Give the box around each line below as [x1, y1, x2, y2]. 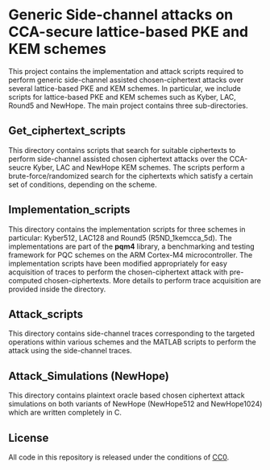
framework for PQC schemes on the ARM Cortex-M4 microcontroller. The [8, 249, 253, 259]
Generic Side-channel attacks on [8, 6, 234, 24]
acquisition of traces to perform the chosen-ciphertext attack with [8, 267, 228, 277]
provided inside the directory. [8, 284, 106, 294]
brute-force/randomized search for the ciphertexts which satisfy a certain [8, 171, 254, 180]
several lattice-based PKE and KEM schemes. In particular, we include [8, 83, 242, 93]
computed [8, 275, 43, 285]
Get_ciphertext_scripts [8, 124, 127, 138]
